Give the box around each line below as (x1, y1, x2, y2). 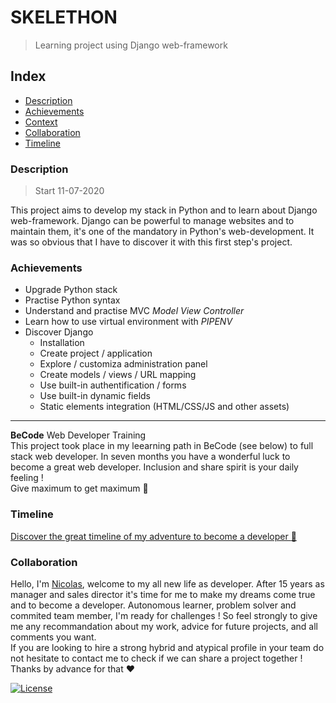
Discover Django (24, 326, 94, 338)
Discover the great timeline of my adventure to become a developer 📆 (10, 530, 297, 542)
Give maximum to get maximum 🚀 (10, 482, 149, 495)
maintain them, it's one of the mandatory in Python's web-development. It (10, 226, 315, 238)
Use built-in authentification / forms (39, 379, 187, 391)
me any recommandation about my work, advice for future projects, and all (10, 620, 318, 632)
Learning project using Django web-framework (34, 39, 228, 51)
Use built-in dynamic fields (39, 390, 152, 402)
